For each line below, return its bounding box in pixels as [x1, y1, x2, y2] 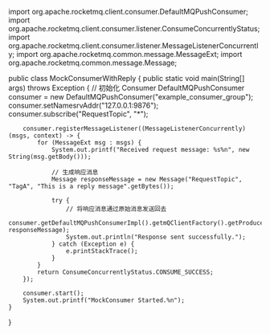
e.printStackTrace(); [65, 247, 138, 255]
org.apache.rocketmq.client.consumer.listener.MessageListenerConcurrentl [8, 41, 259, 51]
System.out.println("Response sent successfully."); [65, 233, 247, 241]
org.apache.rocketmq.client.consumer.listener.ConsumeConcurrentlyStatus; [8, 24, 260, 33]
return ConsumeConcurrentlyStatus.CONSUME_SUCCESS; [37, 268, 215, 276]
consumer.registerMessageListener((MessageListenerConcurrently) [22, 124, 247, 132]
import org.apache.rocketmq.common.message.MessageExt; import [16, 50, 243, 59]
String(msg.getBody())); [8, 153, 92, 161]
